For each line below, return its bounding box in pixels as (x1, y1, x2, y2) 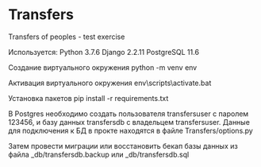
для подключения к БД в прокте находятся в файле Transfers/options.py (8, 126, 254, 135)
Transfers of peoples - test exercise (8, 32, 125, 41)
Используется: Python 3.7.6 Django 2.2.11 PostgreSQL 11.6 (8, 47, 200, 56)
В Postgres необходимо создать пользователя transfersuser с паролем (8, 109, 249, 118)
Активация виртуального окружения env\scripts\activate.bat (8, 78, 212, 87)
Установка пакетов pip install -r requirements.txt (8, 93, 169, 103)
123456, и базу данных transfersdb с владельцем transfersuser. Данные (8, 117, 250, 126)
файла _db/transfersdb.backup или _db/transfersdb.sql (8, 150, 190, 159)
